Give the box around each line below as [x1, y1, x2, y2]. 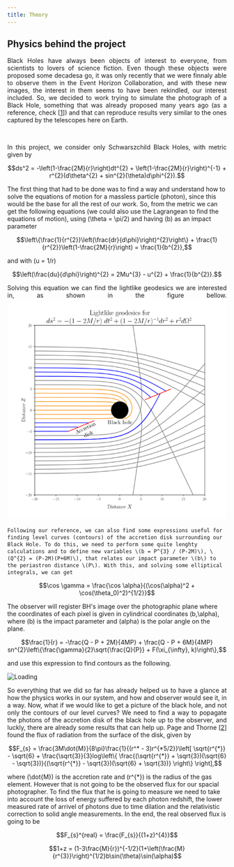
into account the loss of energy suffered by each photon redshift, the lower [7, 795, 223, 803]
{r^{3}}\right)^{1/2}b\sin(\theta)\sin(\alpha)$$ [52, 852, 182, 860]
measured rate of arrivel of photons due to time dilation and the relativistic [7, 803, 220, 811]
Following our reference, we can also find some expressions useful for [7, 527, 223, 534]
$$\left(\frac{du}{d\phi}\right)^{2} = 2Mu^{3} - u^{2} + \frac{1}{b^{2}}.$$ [12, 270, 222, 279]
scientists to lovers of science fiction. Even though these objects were [7, 64, 227, 73]
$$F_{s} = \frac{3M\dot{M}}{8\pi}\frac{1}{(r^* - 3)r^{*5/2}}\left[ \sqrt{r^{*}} [8, 745, 226, 753]
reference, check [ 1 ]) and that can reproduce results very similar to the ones [7, 108, 227, 117]
